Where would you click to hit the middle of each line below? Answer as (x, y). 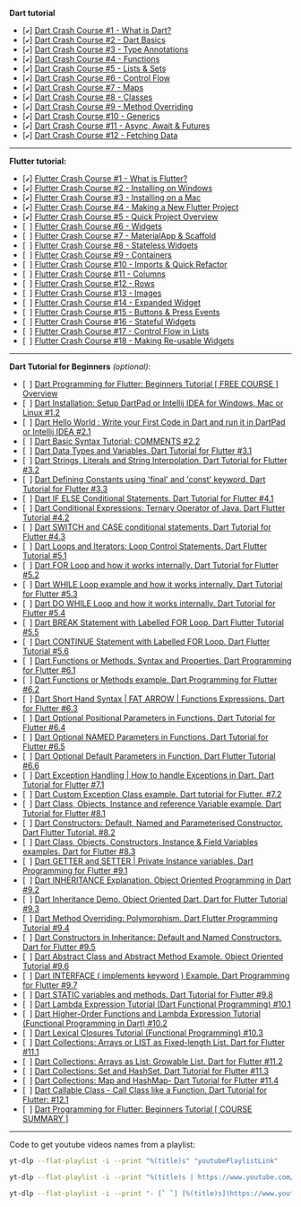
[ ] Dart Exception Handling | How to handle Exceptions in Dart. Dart (148, 775)
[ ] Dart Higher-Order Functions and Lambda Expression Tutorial (142, 1013)
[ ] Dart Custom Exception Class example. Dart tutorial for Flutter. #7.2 (152, 794)
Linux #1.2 (41, 413)
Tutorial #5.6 (46, 651)
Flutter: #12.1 (45, 1100)
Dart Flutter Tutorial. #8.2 (69, 833)
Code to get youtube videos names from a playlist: (102, 1145)
